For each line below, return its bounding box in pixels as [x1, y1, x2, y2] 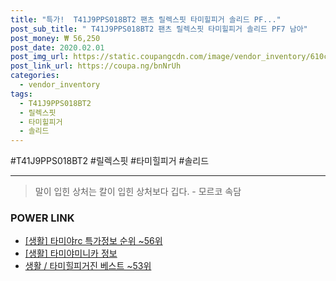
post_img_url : [10, 52, 70, 62]
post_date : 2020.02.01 [10, 42, 105, 53]
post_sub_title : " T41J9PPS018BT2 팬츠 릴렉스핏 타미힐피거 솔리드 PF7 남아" [10, 24, 308, 34]
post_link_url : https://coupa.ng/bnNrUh [10, 61, 182, 71]
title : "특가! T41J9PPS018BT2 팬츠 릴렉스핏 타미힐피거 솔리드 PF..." [10, 14, 282, 25]
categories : [10, 71, 60, 81]
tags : [10, 89, 33, 99]
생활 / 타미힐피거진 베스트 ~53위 [24, 260, 152, 272]
